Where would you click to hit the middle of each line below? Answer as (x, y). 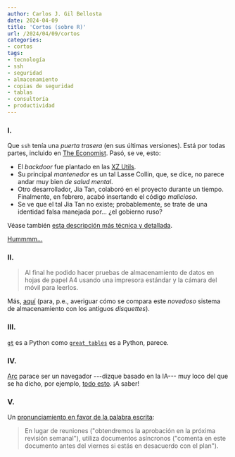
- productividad (31, 106)
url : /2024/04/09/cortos (44, 33)
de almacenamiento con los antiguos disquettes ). (78, 309)
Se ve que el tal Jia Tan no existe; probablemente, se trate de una (112, 205)
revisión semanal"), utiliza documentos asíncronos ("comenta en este (125, 439)
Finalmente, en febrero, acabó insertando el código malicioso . (107, 197)
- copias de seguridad (40, 86)
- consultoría (28, 99)
